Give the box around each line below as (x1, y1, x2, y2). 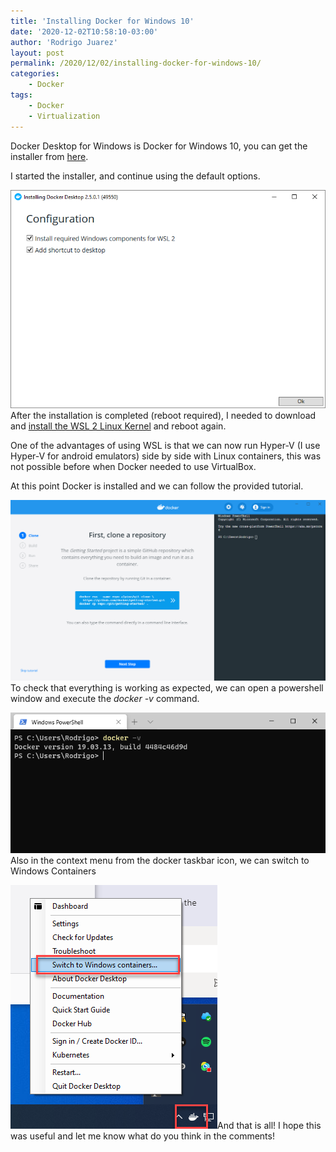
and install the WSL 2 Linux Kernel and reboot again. (10, 420, 227, 432)
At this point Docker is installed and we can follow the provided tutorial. (10, 480, 304, 492)
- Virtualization (28, 111, 101, 121)
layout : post (10, 48, 65, 58)
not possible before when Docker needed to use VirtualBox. (10, 460, 257, 472)
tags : (10, 90, 33, 100)
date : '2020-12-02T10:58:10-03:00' (10, 26, 159, 37)
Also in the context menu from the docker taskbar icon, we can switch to (10, 855, 310, 867)
